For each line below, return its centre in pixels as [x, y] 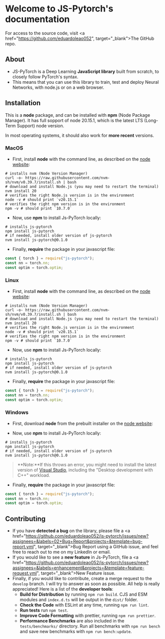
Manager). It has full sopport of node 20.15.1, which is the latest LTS [74, 120]
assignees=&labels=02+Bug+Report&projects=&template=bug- [77, 541]
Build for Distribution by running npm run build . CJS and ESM [83, 595]
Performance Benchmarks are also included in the [72, 621]
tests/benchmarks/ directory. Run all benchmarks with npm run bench [90, 626]
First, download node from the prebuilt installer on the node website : [82, 423]
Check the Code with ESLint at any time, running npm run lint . [84, 605]
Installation [23, 103]
